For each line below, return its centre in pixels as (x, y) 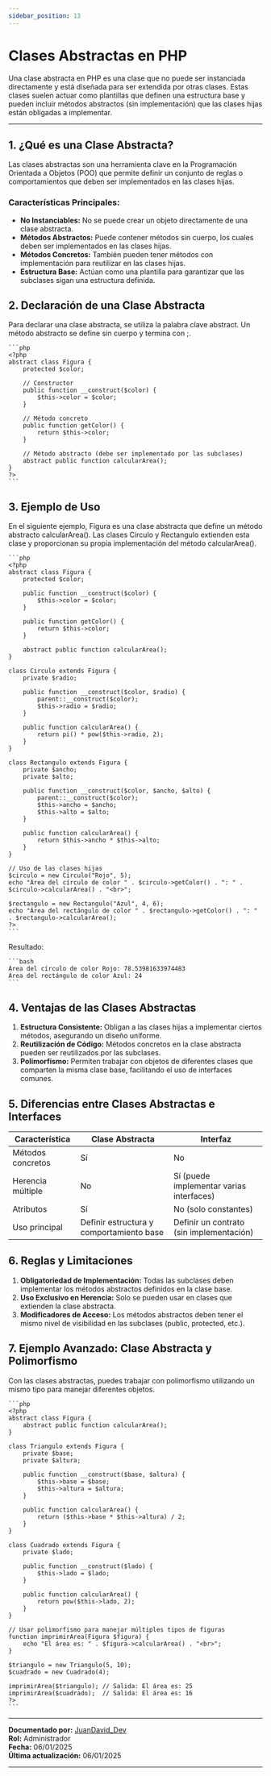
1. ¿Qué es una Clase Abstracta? (91, 145)
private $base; (48, 1453)
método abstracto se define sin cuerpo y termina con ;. (100, 333)
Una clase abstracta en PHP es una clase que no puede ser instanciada (127, 78)
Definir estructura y (117, 1222)
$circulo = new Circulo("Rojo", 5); (70, 876)
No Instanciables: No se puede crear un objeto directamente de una (134, 220)
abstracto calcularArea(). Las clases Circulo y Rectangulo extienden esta (129, 535)
